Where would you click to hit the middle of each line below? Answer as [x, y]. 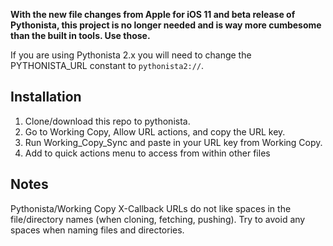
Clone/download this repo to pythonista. [107, 121]
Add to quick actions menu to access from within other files [147, 153]
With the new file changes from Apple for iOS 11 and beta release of [153, 14]
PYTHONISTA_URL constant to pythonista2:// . [107, 65]
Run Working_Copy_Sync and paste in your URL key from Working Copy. [173, 142]
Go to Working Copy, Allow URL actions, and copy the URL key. [155, 131]
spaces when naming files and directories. [97, 230]
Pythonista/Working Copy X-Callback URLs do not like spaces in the [151, 208]
